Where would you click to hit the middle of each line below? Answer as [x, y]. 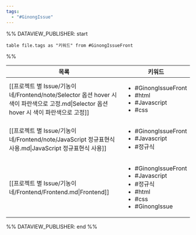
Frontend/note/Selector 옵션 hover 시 [67, 95]
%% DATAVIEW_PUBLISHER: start [47, 33]
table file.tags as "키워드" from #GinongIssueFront [69, 45]
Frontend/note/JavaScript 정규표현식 [66, 139]
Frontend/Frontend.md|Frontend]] [63, 192]
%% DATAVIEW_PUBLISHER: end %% [52, 226]
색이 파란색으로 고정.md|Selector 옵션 [58, 103]
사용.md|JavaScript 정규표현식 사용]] [58, 148]
